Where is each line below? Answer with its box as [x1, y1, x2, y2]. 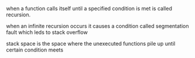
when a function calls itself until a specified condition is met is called [6, 5, 172, 12]
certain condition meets [6, 46, 63, 53]
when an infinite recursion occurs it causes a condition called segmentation [6, 23, 189, 29]
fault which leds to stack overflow [6, 29, 88, 36]
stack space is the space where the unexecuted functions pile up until [6, 40, 176, 47]
